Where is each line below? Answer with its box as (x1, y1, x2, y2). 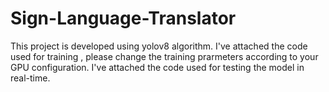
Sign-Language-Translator (10, 7, 237, 30)
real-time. (10, 72, 51, 84)
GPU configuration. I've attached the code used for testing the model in (10, 61, 305, 73)
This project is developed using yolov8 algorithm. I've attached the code (10, 40, 308, 52)
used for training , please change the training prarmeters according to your (10, 50, 319, 62)
